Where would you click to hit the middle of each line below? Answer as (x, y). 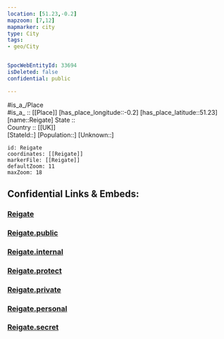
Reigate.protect (35, 271)
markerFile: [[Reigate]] (44, 160)
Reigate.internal (35, 252)
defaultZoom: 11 (31, 166)
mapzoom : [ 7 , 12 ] (31, 20)
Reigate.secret (33, 327)
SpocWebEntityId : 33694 (42, 66)
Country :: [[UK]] (32, 127)
